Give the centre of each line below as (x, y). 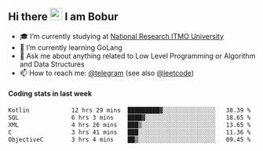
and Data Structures (52, 64)
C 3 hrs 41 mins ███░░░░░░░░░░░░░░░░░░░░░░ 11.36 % (130, 132)
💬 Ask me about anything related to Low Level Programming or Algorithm (137, 56)
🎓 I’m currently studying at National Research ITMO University (121, 36)
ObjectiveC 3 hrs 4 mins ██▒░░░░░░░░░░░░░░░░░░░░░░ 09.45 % (130, 139)
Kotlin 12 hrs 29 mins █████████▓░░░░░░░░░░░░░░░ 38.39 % (130, 110)
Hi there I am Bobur (64, 17)
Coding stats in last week (50, 94)
